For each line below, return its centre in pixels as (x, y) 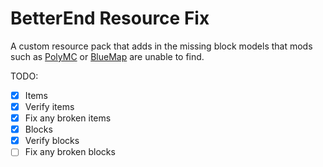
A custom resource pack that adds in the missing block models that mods (161, 46)
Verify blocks (52, 141)
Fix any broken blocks (70, 152)
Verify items (49, 106)
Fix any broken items (68, 118)
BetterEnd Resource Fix (110, 18)
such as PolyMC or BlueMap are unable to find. (107, 56)
